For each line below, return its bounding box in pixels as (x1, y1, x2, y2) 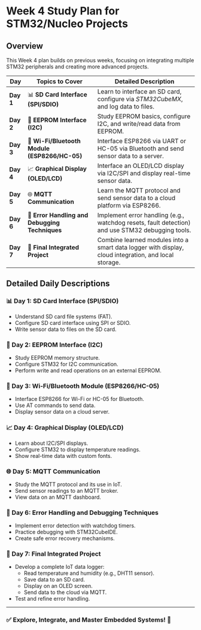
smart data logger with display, (97, 243, 184, 251)
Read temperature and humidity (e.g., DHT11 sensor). (23, 569, 154, 577)
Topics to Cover (36, 77, 83, 85)
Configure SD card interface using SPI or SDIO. (14, 319, 131, 326)
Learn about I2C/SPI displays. (14, 439, 89, 447)
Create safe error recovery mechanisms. (14, 535, 115, 542)
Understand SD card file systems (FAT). (14, 313, 112, 320)
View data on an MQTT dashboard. (14, 493, 102, 501)
